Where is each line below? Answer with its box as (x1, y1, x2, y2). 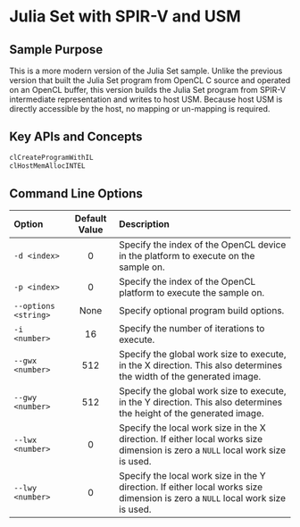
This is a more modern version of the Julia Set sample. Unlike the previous (9, 65, 283, 76)
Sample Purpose (9, 42, 104, 57)
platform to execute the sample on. (119, 287, 265, 299)
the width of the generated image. (119, 371, 262, 383)
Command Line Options (9, 186, 143, 201)
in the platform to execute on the (119, 250, 255, 263)
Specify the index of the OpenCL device (119, 238, 287, 251)
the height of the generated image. (119, 407, 265, 420)
